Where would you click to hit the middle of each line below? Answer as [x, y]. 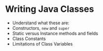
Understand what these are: [41, 23]
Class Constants [29, 39]
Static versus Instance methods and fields [55, 33]
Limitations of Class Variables [42, 44]
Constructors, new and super [41, 28]
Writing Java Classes [50, 9]
